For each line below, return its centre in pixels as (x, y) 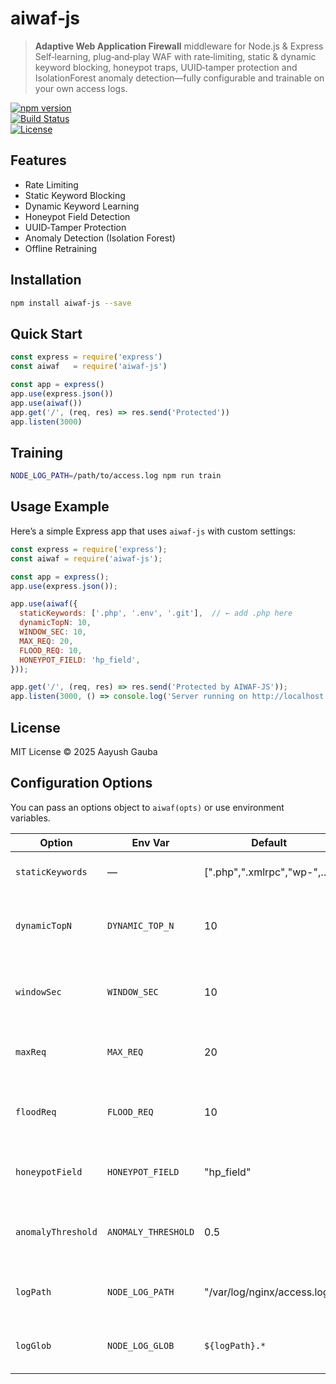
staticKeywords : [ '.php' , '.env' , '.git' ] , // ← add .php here (156, 613)
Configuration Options (81, 783)
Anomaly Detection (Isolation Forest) (100, 238)
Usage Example (60, 507)
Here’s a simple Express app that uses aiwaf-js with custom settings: (153, 531)
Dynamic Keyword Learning (82, 206)
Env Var (150, 842)
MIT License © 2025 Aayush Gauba (84, 751)
